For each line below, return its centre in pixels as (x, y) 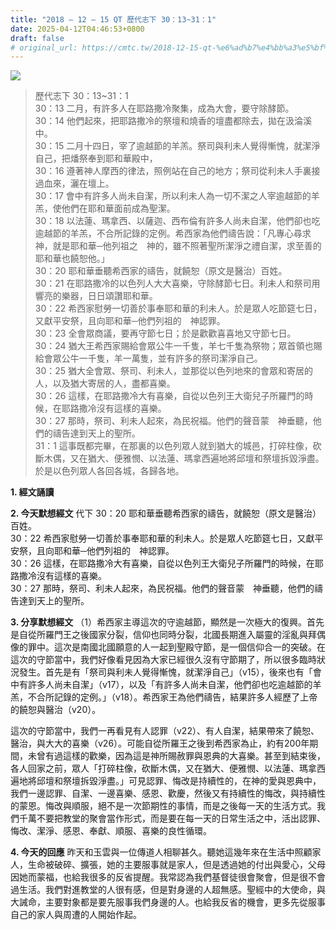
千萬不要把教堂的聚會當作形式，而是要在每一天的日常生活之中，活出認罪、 (172, 818)
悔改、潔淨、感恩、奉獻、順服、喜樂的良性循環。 (111, 831)
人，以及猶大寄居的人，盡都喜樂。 (105, 383)
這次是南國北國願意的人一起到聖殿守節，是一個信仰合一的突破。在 (189, 647)
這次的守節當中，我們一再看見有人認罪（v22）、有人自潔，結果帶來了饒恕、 (165, 731)
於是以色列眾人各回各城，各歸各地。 (109, 471)
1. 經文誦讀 (32, 492)
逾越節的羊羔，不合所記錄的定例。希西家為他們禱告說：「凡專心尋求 (173, 233)
